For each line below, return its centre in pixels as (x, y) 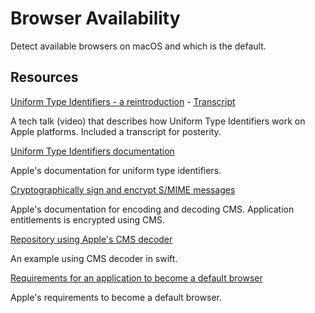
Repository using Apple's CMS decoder (91, 239)
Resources (44, 77)
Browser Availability (95, 18)
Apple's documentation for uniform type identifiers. (116, 170)
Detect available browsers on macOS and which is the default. (138, 46)
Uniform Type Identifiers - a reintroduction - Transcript (123, 101)
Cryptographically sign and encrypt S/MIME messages (123, 189)
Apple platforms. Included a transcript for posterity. (116, 131)
